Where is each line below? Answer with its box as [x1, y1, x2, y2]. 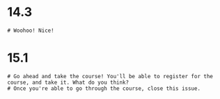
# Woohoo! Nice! [7, 27, 54, 34]
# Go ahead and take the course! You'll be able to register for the [7, 73, 214, 80]
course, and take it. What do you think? [7, 79, 129, 86]
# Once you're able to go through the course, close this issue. [7, 84, 201, 92]
